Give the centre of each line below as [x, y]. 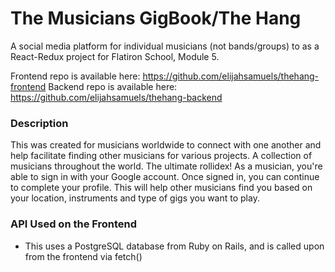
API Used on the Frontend [74, 224]
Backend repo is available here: [113, 86]
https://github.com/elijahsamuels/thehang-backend [116, 97]
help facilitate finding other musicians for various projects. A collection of [161, 156]
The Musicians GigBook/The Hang [156, 18]
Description [39, 123]
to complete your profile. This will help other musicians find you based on [161, 188]
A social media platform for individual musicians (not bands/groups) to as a [165, 46]
